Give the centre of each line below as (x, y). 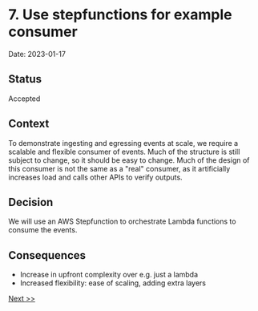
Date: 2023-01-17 (37, 54)
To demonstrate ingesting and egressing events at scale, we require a (123, 143)
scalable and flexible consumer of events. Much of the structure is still (124, 151)
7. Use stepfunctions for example (120, 15)
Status (25, 79)
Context (29, 124)
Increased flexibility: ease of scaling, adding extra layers (113, 283)
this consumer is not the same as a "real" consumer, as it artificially (119, 168)
